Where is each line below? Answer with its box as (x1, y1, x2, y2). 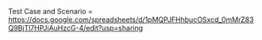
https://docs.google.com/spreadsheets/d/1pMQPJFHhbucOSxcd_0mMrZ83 (8, 15, 254, 24)
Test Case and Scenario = (8, 7, 93, 16)
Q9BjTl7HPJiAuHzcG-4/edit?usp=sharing (8, 24, 144, 32)
